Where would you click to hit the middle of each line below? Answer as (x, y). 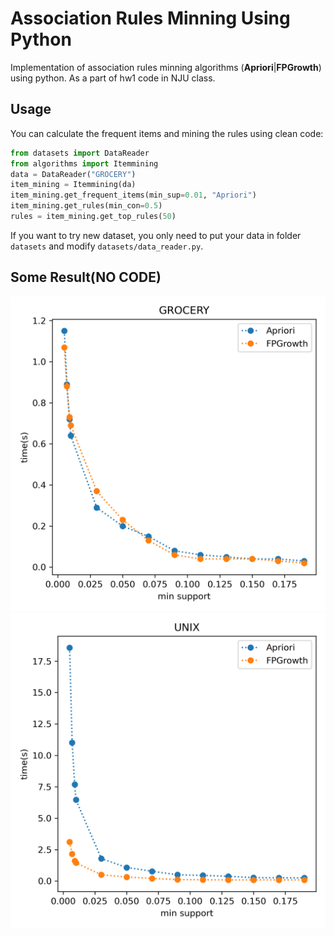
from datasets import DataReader (80, 153)
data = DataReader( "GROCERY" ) (73, 174)
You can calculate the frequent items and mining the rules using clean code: (167, 133)
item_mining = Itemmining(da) (73, 185)
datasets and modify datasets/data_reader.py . (107, 246)
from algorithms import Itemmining (84, 163)
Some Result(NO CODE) (86, 277)
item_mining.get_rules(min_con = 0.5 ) (86, 206)
